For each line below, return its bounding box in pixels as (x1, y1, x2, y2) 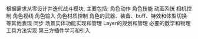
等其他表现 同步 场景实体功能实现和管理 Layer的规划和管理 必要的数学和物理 (6, 20, 191, 26)
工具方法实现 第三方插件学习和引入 (6, 27, 90, 34)
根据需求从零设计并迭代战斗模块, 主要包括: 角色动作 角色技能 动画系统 (6, 5, 175, 12)
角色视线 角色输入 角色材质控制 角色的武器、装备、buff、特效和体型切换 (12, 12, 187, 19)
